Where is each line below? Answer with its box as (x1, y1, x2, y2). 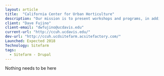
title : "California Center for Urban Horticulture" (5, 12, 115, 16)
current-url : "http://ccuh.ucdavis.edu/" (5, 30, 91, 34)
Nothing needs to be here (5, 65, 57, 71)
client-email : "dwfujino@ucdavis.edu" (5, 25, 84, 30)
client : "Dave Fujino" (5, 20, 51, 26)
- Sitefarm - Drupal (9, 52, 51, 57)
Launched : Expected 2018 (5, 39, 56, 44)
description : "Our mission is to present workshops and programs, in (5, 16, 150, 21)
